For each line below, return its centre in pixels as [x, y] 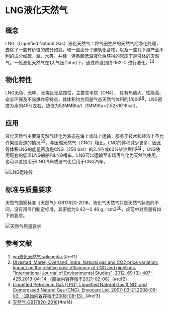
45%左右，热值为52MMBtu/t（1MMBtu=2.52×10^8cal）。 [81, 106]
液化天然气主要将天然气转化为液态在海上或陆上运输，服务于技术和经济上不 [82, 136]
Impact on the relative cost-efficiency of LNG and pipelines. [74, 267]
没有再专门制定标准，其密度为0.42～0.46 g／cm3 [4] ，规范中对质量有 [85, 209]
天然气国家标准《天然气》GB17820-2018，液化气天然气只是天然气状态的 [80, 203]
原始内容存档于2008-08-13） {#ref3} [63, 296]
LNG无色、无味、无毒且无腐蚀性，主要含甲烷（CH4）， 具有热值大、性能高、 [84, 93]
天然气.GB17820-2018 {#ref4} [43, 302]
